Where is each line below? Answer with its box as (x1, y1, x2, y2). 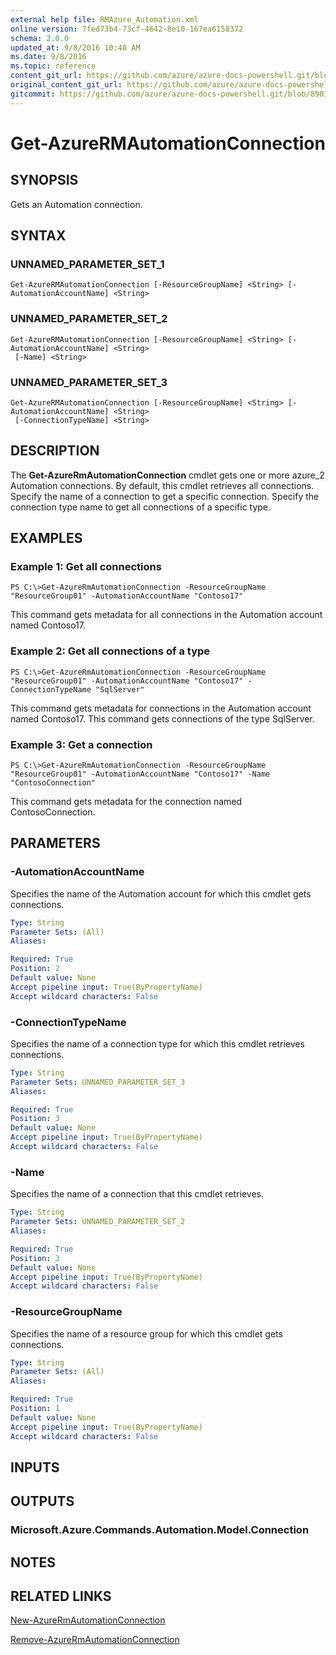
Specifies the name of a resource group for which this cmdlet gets (10, 1327, 283, 1340)
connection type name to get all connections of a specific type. (10, 501, 272, 513)
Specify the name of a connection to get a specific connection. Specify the (10, 490, 320, 502)
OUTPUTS (10, 1493, 75, 1510)
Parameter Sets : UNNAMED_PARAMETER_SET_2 (10, 1217, 186, 1227)
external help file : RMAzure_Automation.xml (10, 14, 199, 25)
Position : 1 (10, 1404, 60, 1414)
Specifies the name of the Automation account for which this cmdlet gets (10, 887, 312, 900)
